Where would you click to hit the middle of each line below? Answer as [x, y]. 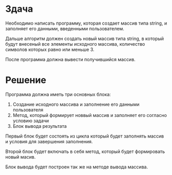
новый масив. [21, 157]
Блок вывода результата [40, 126]
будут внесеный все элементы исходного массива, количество [75, 44]
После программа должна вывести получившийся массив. [71, 59]
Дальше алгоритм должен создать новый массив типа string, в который [85, 38]
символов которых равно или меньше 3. [50, 49]
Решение [26, 80]
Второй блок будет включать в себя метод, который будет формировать [85, 151]
